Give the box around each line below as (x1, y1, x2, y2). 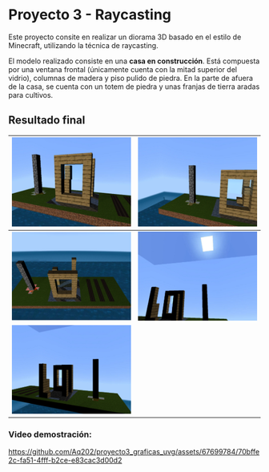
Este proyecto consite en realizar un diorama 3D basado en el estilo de (8, 32, 242, 42)
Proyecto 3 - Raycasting (8, 6, 172, 24)
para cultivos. (8, 90, 54, 99)
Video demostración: (8, 429, 92, 440)
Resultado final (8, 114, 86, 127)
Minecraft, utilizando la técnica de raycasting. (8, 40, 159, 50)
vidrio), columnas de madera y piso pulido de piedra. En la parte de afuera (8, 73, 254, 83)
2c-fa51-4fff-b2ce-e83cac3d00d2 (8, 455, 122, 465)
